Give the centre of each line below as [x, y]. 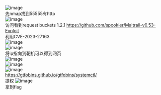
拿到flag [14, 87]
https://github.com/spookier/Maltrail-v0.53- [111, 25]
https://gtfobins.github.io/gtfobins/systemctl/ [51, 75]
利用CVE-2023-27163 [27, 37]
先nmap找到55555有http [30, 13]
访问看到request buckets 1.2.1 [35, 25]
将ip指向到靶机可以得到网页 [33, 53]
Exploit [12, 31]
